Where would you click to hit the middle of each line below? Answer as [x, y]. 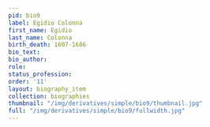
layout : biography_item [47, 89]
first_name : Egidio [40, 30]
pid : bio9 [24, 15]
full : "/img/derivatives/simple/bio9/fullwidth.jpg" [97, 111]
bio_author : [28, 60]
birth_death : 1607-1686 [47, 45]
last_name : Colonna [40, 37]
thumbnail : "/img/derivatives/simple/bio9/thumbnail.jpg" [105, 103]
